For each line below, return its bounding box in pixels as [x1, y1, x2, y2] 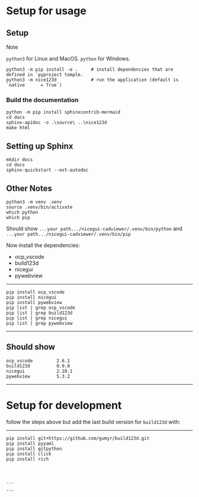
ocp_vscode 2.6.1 [6, 357, 70, 363]
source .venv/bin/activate [6, 204, 73, 210]
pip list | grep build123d [6, 310, 73, 316]
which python [6, 209, 38, 215]
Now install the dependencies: [6, 242, 81, 249]
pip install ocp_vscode [6, 289, 65, 295]
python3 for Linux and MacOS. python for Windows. [6, 55, 131, 62]
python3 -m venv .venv [6, 199, 62, 205]
